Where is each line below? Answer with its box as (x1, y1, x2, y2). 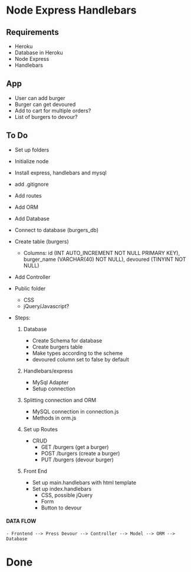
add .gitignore (14, 180, 49, 188)
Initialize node (14, 157, 49, 164)
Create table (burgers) (14, 238, 69, 245)
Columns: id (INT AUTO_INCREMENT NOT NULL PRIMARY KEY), (23, 249, 180, 256)
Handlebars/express (23, 367, 73, 374)
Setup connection (32, 385, 75, 392)
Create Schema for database (32, 337, 103, 344)
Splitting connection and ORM (23, 396, 96, 403)
